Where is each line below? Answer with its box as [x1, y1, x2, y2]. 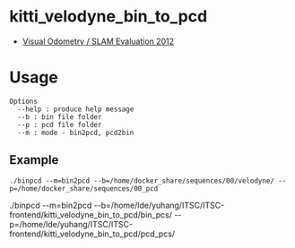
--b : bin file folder [17, 112, 102, 122]
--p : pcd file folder [17, 120, 102, 129]
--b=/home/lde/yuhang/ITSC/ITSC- [93, 200, 225, 210]
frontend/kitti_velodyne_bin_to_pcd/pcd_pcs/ [9, 228, 176, 239]
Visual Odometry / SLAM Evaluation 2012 [22, 36, 175, 47]
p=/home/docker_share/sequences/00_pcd [9, 184, 159, 193]
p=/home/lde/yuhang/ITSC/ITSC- [9, 218, 133, 229]
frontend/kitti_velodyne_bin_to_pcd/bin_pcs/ [9, 209, 173, 220]
